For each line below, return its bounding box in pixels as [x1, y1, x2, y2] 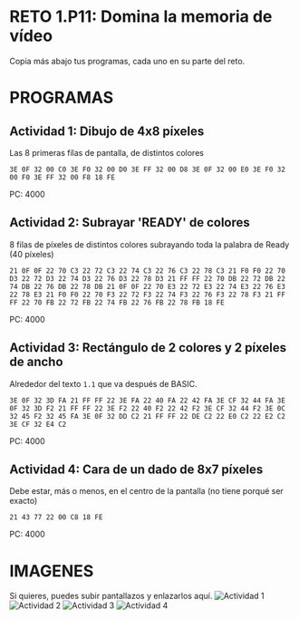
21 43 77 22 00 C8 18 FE [9, 513, 103, 522]
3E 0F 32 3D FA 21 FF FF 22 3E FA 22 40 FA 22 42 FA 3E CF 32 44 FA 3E [9, 396, 285, 405]
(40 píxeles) [9, 248, 54, 259]
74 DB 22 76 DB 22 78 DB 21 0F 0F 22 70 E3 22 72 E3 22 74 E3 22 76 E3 [9, 282, 285, 291]
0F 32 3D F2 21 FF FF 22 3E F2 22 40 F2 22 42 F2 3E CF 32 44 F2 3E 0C [9, 403, 285, 413]
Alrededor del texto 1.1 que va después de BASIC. [9, 378, 198, 389]
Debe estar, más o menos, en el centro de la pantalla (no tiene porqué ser [9, 486, 284, 497]
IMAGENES [9, 560, 94, 581]
